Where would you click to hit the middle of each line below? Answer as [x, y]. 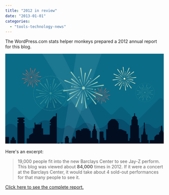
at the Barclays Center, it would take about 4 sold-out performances [88, 172]
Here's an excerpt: [24, 151]
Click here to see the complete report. [45, 187]
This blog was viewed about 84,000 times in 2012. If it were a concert [90, 166]
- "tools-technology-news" [38, 27]
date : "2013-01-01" [26, 16]
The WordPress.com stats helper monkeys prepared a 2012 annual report [81, 41]
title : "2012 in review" [31, 11]
